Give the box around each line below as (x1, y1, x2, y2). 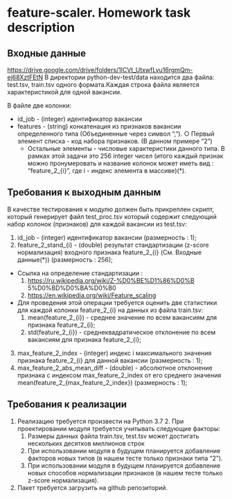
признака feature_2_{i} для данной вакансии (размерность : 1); (17, 356, 203, 364)
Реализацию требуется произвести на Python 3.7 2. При (17, 417, 184, 425)
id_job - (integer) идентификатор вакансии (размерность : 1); (17, 233, 197, 241)
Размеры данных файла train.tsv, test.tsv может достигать (27, 432, 199, 440)
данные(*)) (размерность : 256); (17, 255, 113, 263)
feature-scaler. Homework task (7, 5, 191, 21)
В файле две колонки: (7, 101, 71, 109)
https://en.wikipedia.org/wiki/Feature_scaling (27, 291, 157, 300)
